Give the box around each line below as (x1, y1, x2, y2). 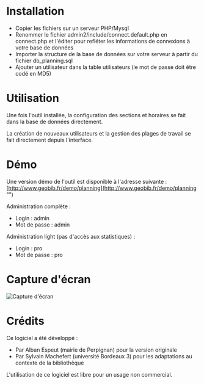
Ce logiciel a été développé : (6, 334, 78, 341)
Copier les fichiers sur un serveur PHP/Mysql (15, 24, 129, 32)
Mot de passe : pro (15, 251, 63, 258)
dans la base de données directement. (6, 118, 103, 125)
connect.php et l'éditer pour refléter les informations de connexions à (15, 37, 191, 45)
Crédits (6, 314, 45, 328)
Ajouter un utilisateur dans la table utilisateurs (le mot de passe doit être (15, 63, 197, 71)
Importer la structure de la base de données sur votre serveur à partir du (15, 50, 199, 57)
